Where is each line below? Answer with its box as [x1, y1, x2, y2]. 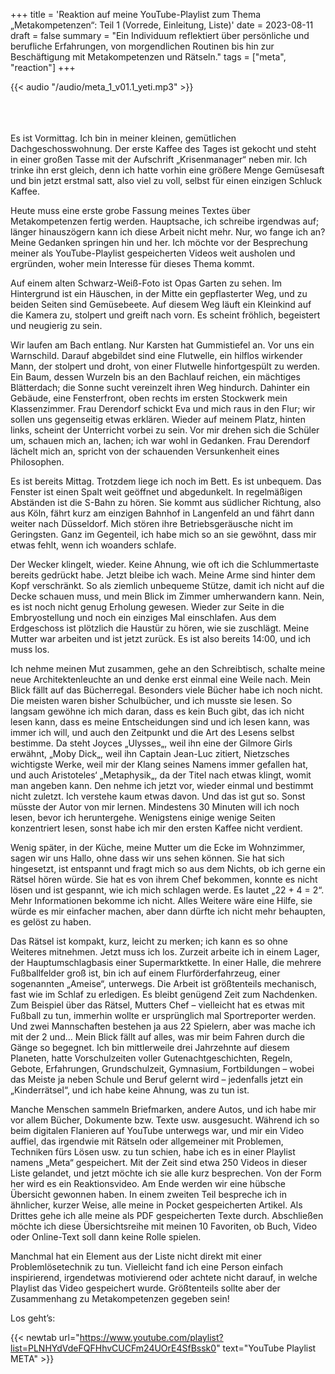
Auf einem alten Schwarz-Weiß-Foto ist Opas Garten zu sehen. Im [10, 277, 283, 289]
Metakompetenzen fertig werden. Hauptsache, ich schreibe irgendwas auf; [10, 215, 320, 227]
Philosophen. [10, 456, 65, 468]
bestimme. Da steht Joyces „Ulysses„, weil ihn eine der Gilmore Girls [10, 737, 293, 749]
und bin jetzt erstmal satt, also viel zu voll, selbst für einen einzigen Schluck [10, 175, 323, 186]
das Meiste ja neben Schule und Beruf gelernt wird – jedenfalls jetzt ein [10, 1074, 304, 1085]
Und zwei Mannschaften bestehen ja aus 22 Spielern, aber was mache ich [10, 1020, 316, 1032]
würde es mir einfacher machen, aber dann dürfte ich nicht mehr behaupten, [10, 905, 326, 917]
